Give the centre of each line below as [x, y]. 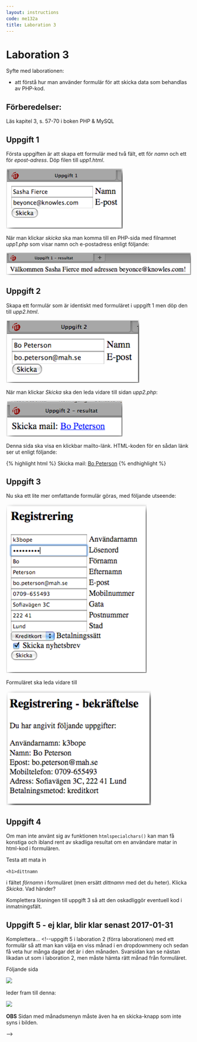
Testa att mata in [26, 860]
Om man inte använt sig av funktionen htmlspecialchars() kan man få [90, 836]
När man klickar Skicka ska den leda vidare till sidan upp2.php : [82, 392]
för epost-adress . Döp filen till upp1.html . [55, 160]
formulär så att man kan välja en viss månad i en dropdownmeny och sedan [97, 946]
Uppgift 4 [24, 822]
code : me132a [22, 19]
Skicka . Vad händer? [31, 889]
